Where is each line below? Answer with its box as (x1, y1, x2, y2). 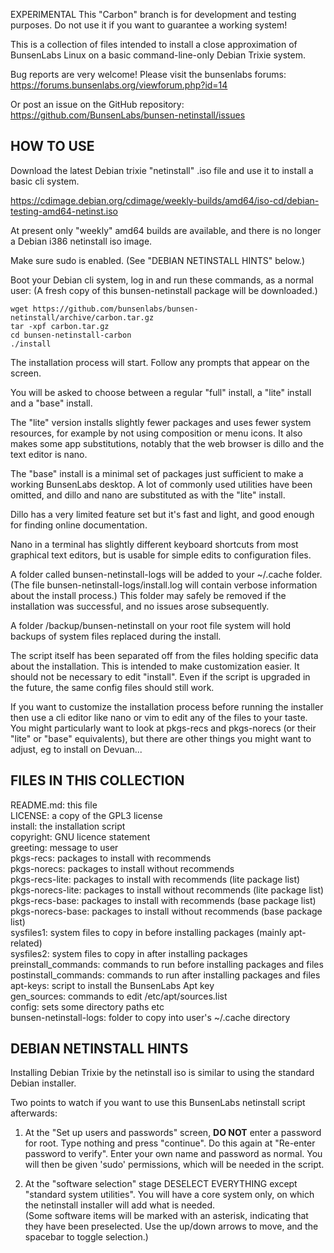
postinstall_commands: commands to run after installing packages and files (10, 969, 321, 981)
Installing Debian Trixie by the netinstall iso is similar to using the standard (10, 1067, 315, 1079)
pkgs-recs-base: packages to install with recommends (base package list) (10, 894, 317, 906)
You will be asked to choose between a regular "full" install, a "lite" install (10, 386, 312, 398)
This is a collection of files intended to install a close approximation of (10, 39, 298, 50)
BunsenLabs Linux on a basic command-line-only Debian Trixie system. (10, 49, 307, 61)
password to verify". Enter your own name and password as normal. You (24, 1148, 323, 1160)
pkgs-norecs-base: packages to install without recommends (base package (10, 905, 323, 917)
